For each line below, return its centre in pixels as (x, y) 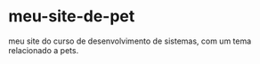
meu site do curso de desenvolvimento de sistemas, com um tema (130, 41)
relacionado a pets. (44, 50)
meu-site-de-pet (72, 16)
